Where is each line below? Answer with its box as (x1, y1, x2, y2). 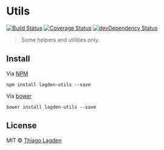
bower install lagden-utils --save (6, 104, 97, 110)
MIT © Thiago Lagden (6, 137, 62, 144)
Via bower (6, 92, 32, 100)
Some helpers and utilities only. (21, 36, 100, 43)
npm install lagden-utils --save (6, 81, 91, 87)
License (6, 120, 37, 131)
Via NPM (6, 70, 29, 77)
